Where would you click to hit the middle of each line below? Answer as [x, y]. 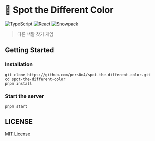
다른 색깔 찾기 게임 [35, 34]
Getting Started [30, 50]
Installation [19, 64]
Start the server [25, 96]
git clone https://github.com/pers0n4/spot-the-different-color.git [78, 75]
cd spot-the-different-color [35, 79]
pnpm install [19, 83]
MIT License [18, 134]
